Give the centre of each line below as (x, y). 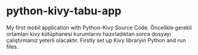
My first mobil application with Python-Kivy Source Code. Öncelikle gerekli (99, 27)
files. (12, 47)
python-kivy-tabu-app (64, 11)
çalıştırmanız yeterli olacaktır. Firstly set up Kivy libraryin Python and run (96, 40)
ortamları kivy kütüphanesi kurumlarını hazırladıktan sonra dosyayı (89, 33)
